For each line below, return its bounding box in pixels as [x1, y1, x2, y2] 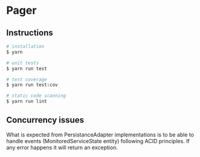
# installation [6, 43, 45, 49]
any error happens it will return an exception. [6, 144, 118, 151]
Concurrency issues [6, 115, 85, 125]
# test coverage [6, 76, 47, 82]
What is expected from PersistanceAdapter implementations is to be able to [6, 131, 195, 138]
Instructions [6, 28, 53, 38]
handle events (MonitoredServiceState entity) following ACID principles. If [6, 137, 190, 144]
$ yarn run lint [6, 99, 47, 105]
